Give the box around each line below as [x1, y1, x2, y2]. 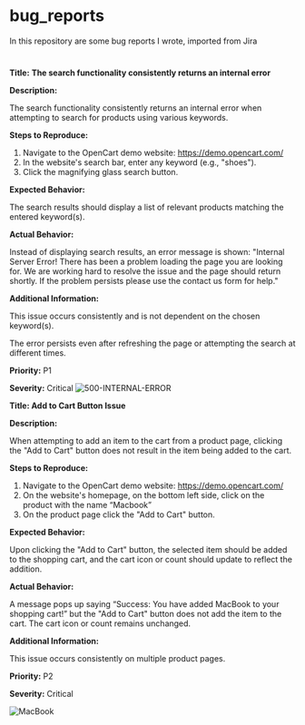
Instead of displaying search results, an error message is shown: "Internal [9, 247, 285, 258]
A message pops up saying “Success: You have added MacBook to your [9, 599, 280, 610]
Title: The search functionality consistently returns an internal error [9, 67, 271, 78]
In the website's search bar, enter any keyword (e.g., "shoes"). [22, 157, 257, 168]
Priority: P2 [9, 671, 54, 681]
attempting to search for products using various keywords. [9, 113, 229, 123]
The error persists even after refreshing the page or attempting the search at [9, 338, 296, 349]
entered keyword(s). [9, 211, 85, 222]
